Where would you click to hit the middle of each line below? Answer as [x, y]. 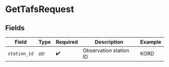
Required [67, 42]
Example [151, 42]
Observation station [106, 50]
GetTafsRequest [40, 9]
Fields [15, 28]
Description [109, 42]
